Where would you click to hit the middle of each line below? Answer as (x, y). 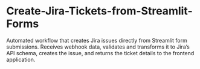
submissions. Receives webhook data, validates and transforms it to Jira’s (98, 47)
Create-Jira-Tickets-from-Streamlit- (99, 11)
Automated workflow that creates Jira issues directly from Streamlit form (97, 40)
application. (21, 59)
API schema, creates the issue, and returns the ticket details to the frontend (100, 53)
